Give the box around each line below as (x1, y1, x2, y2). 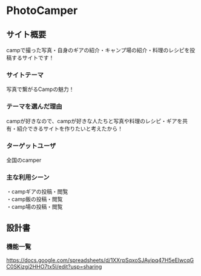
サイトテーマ (6, 70, 44, 79)
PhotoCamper (6, 4, 78, 18)
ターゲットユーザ (6, 141, 56, 150)
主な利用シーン (6, 173, 50, 181)
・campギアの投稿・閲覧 (6, 188, 68, 195)
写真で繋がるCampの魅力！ (6, 86, 74, 93)
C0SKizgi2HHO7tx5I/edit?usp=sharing (6, 263, 102, 270)
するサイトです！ (11, 54, 54, 61)
